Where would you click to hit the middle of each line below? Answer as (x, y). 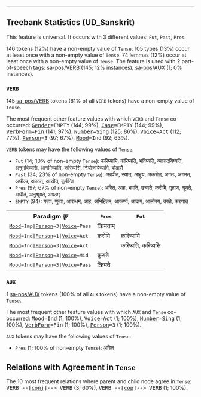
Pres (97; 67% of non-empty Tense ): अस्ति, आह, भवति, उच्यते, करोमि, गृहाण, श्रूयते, (104, 188)
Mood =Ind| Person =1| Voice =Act (49, 236)
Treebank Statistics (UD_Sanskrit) (71, 22)
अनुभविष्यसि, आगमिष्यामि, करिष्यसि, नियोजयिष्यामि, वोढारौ (69, 168)
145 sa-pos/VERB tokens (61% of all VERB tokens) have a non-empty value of (100, 101)
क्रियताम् (106, 226)
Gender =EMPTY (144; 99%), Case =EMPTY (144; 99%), (97, 125)
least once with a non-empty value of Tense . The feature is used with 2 (93, 61)
